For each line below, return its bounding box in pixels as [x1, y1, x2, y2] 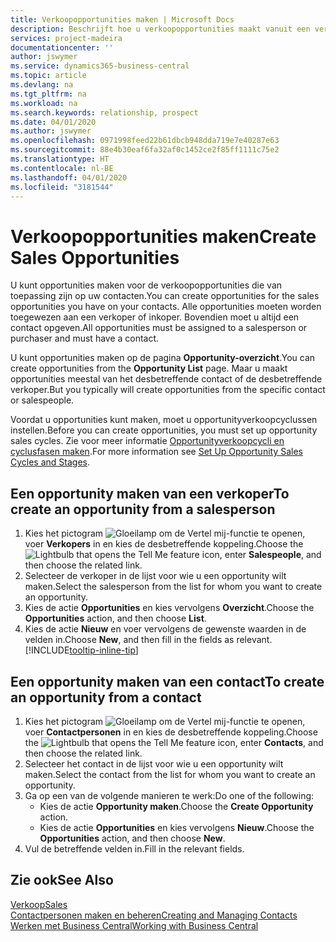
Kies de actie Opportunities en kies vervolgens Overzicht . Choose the [24, 602, 315, 614]
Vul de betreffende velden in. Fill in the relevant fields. [24, 842, 245, 855]
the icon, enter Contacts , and [24, 736, 324, 748]
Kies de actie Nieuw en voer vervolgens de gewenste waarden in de [24, 623, 307, 635]
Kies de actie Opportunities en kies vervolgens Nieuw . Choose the [39, 821, 315, 833]
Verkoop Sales [10, 898, 68, 910]
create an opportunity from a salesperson [10, 501, 276, 518]
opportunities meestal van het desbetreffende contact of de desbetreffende [10, 373, 323, 385]
